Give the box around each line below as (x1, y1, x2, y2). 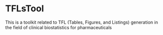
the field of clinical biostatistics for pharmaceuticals (5, 24, 112, 30)
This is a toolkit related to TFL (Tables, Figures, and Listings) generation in (5, 19, 158, 25)
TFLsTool (5, 3, 44, 14)
